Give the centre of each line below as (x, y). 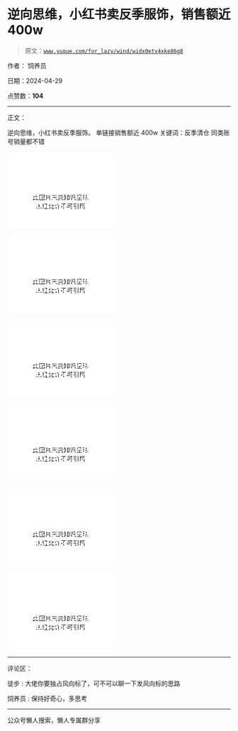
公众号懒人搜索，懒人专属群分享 (54, 720)
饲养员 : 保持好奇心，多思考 (47, 698)
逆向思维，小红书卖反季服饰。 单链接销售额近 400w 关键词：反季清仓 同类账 (119, 133)
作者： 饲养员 (27, 65)
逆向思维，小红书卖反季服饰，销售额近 (119, 15)
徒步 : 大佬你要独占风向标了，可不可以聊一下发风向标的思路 (94, 683)
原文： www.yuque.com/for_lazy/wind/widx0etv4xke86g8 (104, 50)
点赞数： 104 (25, 96)
